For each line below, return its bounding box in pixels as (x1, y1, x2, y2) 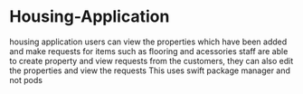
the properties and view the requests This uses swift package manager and (9, 65, 291, 76)
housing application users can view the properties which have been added (9, 36, 288, 47)
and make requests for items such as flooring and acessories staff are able (9, 45, 289, 56)
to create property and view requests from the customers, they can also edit (9, 55, 294, 66)
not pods (9, 74, 43, 85)
